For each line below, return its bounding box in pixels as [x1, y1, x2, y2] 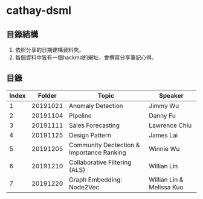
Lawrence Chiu [149, 121, 192, 130]
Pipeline [69, 111, 92, 119]
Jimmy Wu [149, 101, 179, 110]
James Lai [149, 131, 178, 139]
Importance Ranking [69, 148, 127, 157]
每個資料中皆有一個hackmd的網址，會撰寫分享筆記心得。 [14, 54, 157, 61]
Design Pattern [69, 131, 112, 139]
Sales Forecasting [69, 121, 120, 130]
